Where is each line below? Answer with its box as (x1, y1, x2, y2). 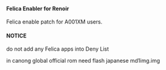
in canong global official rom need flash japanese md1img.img (6, 57, 161, 65)
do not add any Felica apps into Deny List (6, 45, 109, 52)
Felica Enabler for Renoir (6, 5, 69, 12)
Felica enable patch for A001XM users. (6, 18, 103, 25)
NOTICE (6, 32, 27, 39)
